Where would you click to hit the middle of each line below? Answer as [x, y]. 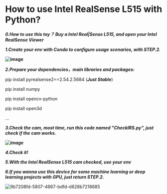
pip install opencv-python [31, 99]
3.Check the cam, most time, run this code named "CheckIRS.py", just [79, 128]
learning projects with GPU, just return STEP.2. [55, 177]
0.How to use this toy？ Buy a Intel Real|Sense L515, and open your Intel [81, 34]
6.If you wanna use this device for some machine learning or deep [75, 172]
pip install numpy [23, 89]
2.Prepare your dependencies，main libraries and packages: [70, 69]
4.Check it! [17, 152]
